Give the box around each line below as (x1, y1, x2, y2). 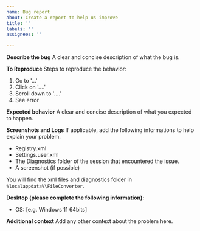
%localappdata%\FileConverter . (6, 182, 84, 190)
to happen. (6, 115, 33, 122)
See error (15, 97, 40, 104)
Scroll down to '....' (15, 90, 62, 97)
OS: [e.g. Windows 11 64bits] (15, 206, 88, 213)
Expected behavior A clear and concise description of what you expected (6, 108, 192, 115)
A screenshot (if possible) (15, 164, 80, 171)
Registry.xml (15, 145, 47, 152)
